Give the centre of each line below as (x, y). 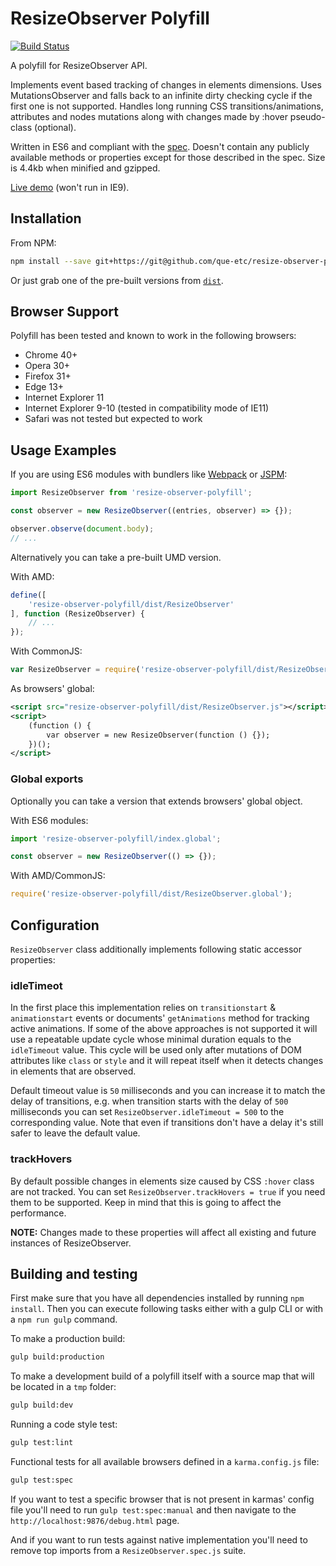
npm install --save (51, 261)
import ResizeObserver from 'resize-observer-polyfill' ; (131, 493)
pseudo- (307, 116)
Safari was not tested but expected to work (113, 419)
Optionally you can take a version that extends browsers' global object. (156, 801)
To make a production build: (68, 1339)
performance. (38, 1213)
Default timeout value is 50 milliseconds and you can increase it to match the (168, 1091)
